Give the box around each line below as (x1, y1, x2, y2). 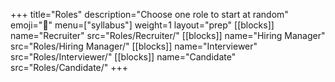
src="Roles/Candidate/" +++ (10, 62, 129, 73)
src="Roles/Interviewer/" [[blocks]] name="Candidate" (10, 51, 237, 63)
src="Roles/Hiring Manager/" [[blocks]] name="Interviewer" (10, 40, 258, 52)
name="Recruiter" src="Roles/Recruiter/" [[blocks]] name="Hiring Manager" (10, 30, 326, 41)
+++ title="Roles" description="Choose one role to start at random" (10, 9, 289, 20)
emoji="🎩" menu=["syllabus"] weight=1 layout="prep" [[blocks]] (10, 19, 275, 31)
